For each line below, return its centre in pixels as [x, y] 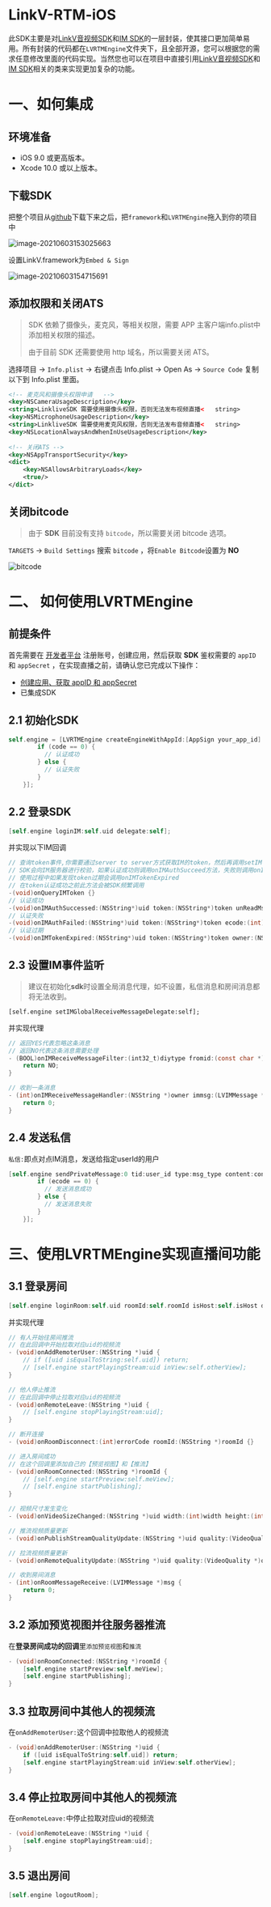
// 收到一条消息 [32, 1088]
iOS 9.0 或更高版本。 [54, 157]
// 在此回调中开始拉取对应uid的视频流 [65, 1345]
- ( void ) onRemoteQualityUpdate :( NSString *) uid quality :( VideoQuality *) [135, 1561]
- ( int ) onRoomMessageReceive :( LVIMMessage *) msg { [95, 1583]
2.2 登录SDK [40, 812]
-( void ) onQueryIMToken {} [52, 893]
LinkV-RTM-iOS [63, 15]
